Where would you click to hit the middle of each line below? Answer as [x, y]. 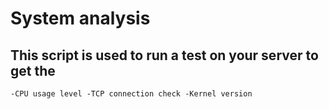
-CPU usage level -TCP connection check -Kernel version [131, 94]
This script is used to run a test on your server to [164, 55]
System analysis [80, 18]
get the [33, 70]
